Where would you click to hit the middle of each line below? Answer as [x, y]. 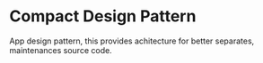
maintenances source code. [61, 50]
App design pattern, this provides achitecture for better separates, [132, 41]
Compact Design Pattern [103, 16]
